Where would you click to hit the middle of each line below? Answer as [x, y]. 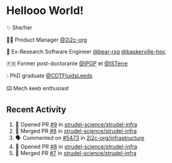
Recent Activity [36, 110]
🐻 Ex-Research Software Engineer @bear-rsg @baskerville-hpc [86, 51]
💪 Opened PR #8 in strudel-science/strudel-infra [76, 147]
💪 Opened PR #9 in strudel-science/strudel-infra [76, 124]
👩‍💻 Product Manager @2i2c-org [47, 40]
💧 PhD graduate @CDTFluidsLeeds [49, 75]
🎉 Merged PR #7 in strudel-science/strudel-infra [76, 153]
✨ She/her [19, 27]
